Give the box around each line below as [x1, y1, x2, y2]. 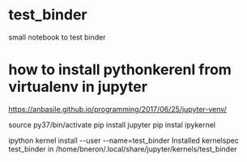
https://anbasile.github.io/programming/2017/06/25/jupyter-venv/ [8, 104, 227, 114]
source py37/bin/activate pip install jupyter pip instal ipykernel [8, 119, 216, 130]
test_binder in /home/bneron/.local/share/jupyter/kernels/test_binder [8, 143, 237, 154]
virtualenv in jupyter [8, 78, 148, 96]
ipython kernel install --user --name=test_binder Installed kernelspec [8, 135, 239, 145]
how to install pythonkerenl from [8, 60, 232, 79]
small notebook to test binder [8, 32, 107, 42]
